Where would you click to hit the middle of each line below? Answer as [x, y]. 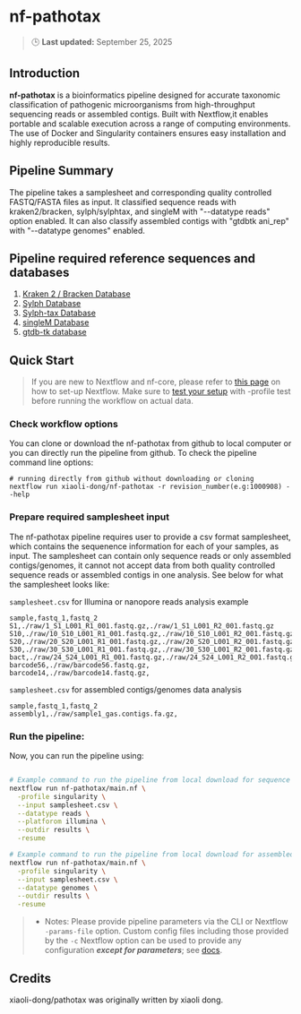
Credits [30, 978]
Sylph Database [52, 304]
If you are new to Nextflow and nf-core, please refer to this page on [155, 382]
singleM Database [56, 322]
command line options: [52, 462]
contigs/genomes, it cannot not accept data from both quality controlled [142, 565]
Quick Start [42, 360]
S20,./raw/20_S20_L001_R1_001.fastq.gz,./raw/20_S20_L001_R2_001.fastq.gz [152, 641]
